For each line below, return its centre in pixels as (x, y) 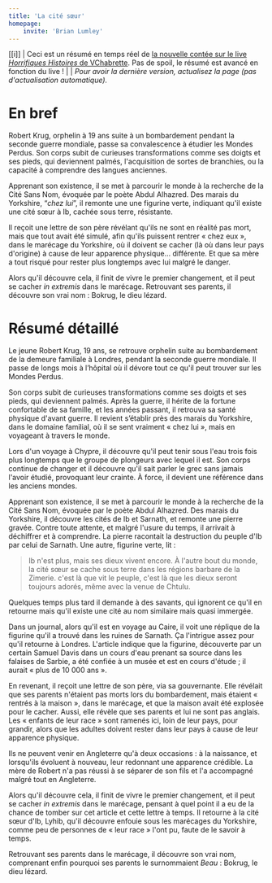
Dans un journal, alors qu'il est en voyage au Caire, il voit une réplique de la (134, 627)
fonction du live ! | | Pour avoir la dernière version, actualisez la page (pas (133, 72)
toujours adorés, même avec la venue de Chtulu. (109, 587)
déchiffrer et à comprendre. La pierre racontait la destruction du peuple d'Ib (135, 536)
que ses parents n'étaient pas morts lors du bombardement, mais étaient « (133, 695)
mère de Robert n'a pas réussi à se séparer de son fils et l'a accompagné (131, 771)
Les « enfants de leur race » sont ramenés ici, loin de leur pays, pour (123, 720)
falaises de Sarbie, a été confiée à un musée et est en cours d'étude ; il (127, 662)
